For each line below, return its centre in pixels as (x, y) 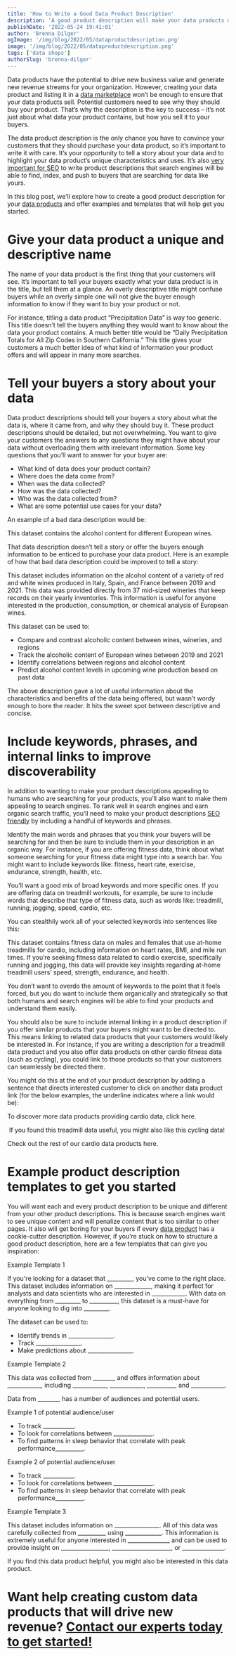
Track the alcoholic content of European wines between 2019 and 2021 (120, 655)
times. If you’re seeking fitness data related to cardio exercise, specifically (115, 957)
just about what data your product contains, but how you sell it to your (109, 117)
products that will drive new (90, 1611)
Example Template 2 (37, 1364)
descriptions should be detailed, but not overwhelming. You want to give (112, 432)
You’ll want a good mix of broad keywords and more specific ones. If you (113, 885)
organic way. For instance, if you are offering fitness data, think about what (116, 849)
